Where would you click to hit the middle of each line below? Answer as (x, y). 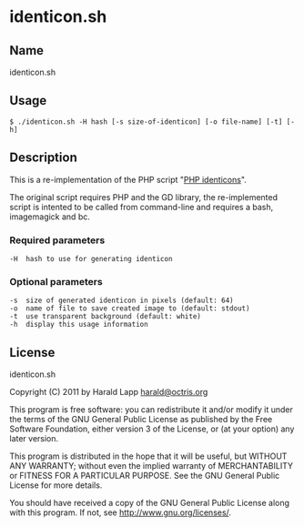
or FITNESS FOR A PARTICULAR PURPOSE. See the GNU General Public (145, 476)
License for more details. (56, 485)
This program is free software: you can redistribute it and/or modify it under (151, 410)
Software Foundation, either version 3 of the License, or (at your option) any (152, 429)
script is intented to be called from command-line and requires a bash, (142, 207)
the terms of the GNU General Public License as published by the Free (141, 420)
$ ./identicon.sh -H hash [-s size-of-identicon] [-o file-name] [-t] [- (152, 122)
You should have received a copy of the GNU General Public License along (149, 503)
